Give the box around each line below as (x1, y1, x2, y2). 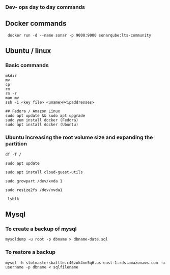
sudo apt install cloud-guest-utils (5, 169, 83, 175)
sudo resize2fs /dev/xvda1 (5, 187, 63, 193)
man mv (5, 96, 19, 101)
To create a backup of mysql (5, 225, 77, 232)
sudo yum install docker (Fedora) (5, 118, 79, 123)
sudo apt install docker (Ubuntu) (5, 122, 79, 128)
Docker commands (5, 19, 67, 28)
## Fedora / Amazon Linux (5, 109, 60, 114)
